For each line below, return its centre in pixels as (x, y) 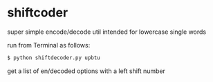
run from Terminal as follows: (49, 45)
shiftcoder (38, 13)
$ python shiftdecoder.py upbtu (54, 58)
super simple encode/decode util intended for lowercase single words (107, 32)
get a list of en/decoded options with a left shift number (86, 71)
